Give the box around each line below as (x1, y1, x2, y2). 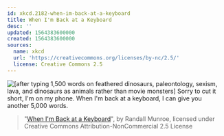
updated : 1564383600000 (7, 29, 76, 36)
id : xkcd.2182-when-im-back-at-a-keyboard (7, 10, 131, 17)
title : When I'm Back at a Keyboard (7, 16, 112, 23)
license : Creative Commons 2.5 (13, 61, 103, 68)
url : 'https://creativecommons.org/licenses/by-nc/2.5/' (13, 55, 180, 62)
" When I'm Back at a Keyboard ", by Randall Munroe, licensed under (23, 114, 215, 123)
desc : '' (7, 23, 32, 29)
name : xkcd (13, 49, 45, 55)
